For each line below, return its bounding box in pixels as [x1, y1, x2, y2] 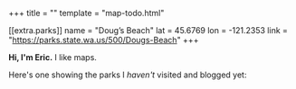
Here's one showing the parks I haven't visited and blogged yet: [8, 69, 247, 80]
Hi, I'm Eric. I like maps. [8, 52, 97, 62]
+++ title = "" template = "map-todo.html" [8, 8, 165, 18]
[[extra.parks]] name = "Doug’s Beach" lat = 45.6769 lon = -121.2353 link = [8, 25, 289, 35]
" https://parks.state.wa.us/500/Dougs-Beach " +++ [8, 35, 199, 45]
